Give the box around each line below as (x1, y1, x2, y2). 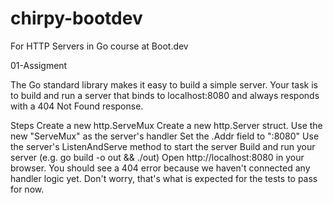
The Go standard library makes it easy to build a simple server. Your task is (10, 78, 318, 91)
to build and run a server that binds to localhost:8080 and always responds (10, 89, 320, 101)
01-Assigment (10, 59, 68, 71)
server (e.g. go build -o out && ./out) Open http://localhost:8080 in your (10, 151, 305, 163)
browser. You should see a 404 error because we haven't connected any (10, 162, 311, 174)
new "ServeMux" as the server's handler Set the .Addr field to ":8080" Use (10, 130, 320, 142)
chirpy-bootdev (10, 7, 143, 30)
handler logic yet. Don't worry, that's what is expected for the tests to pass (10, 172, 318, 184)
